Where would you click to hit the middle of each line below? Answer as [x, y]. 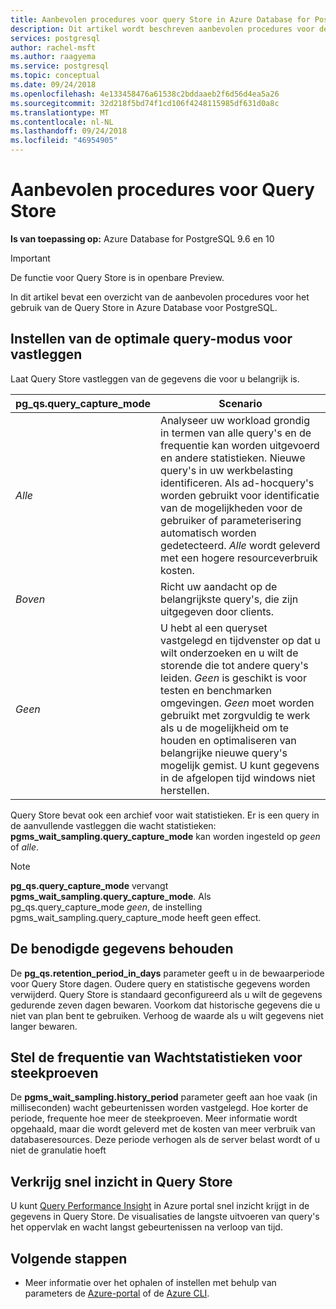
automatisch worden [208, 533]
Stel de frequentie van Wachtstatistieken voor [156, 1057]
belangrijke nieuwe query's [224, 753]
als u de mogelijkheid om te [225, 728]
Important [30, 258]
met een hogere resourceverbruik [239, 558]
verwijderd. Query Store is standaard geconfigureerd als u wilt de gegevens [166, 994]
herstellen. [185, 790]
